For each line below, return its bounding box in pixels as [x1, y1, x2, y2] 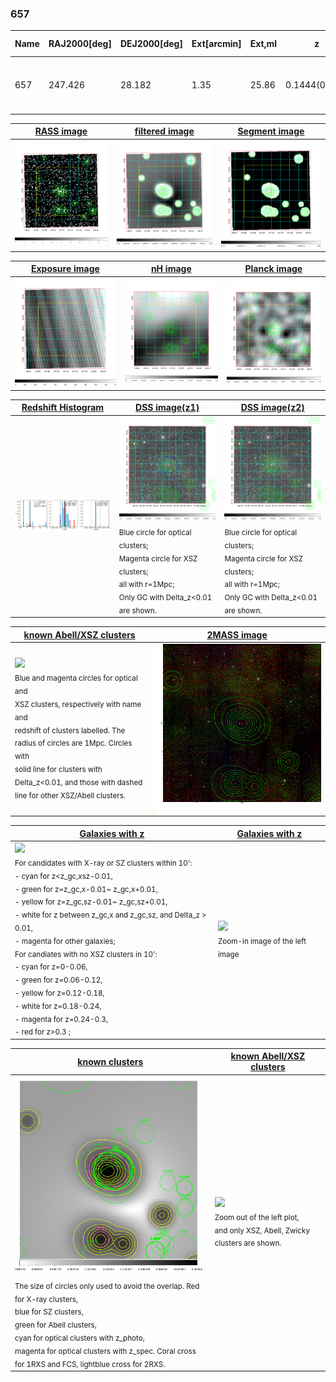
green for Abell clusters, [14, 1320, 97, 1331]
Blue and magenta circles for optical [14, 673, 138, 684]
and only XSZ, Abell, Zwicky [214, 1225, 310, 1236]
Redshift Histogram [21, 402, 105, 414]
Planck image [244, 263, 303, 275]
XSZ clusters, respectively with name [14, 699, 142, 709]
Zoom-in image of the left [218, 936, 307, 946]
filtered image [134, 125, 195, 137]
